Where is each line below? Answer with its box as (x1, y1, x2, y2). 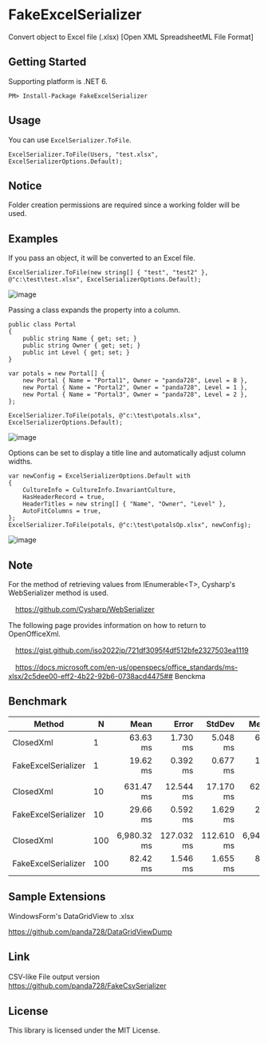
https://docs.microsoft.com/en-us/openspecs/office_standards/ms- (15, 662, 238, 672)
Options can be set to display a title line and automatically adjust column (8, 448, 246, 458)
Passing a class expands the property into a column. (8, 306, 181, 315)
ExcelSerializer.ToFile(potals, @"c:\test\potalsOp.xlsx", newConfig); (8, 521, 251, 529)
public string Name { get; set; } (22, 334, 137, 343)
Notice (8, 178, 42, 193)
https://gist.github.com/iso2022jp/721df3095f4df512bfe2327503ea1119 (15, 645, 249, 655)
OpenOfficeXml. (8, 629, 61, 638)
